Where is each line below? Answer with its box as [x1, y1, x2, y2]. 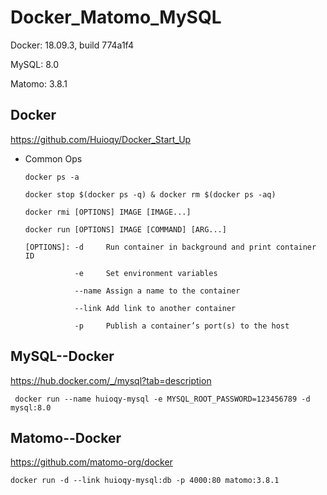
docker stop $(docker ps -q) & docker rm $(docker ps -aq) [24, 189, 277, 200]
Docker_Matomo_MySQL [10, 6, 222, 29]
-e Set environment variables [74, 268, 218, 278]
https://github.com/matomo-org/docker [10, 456, 173, 468]
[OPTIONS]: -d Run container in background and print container [24, 242, 317, 252]
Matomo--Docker [10, 429, 122, 446]
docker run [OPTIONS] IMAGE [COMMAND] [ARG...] [24, 224, 227, 235]
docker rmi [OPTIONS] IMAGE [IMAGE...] [24, 207, 192, 217]
